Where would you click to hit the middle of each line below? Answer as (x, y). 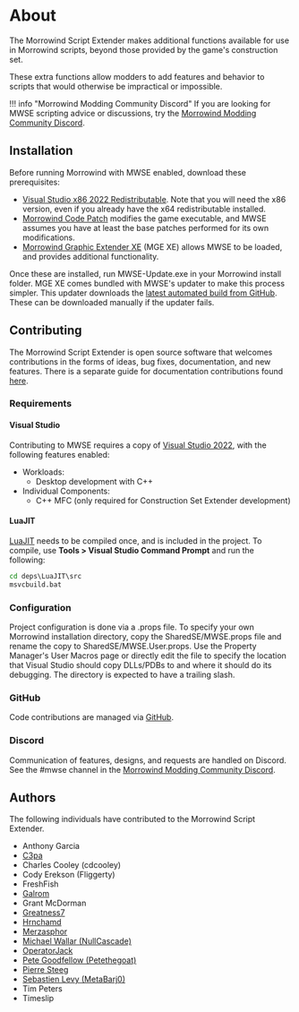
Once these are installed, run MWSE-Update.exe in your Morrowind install (145, 273)
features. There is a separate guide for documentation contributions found (146, 371)
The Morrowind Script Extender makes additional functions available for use (149, 40)
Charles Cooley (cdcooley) (72, 865)
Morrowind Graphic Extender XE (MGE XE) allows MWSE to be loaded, (152, 246)
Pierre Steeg (45, 970)
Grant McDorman (54, 903)
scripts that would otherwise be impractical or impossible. (116, 86)
